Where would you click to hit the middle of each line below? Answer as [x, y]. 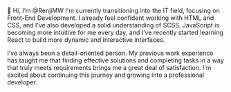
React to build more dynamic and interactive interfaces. [86, 40]
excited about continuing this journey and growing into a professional [106, 75]
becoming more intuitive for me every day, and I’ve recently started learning [115, 32]
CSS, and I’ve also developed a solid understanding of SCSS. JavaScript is [113, 25]
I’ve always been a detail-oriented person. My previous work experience [110, 53]
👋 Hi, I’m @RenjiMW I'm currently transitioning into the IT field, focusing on [113, 11]
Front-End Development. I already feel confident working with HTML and [111, 18]
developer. [22, 82]
